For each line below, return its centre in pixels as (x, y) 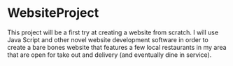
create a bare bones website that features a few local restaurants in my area (117, 47)
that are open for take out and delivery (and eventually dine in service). (110, 55)
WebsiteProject (53, 13)
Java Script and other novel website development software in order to (108, 39)
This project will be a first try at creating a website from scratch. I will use (113, 32)
